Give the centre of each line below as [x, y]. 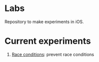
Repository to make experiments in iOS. [44, 22]
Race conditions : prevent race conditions [53, 54]
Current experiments [48, 41]
